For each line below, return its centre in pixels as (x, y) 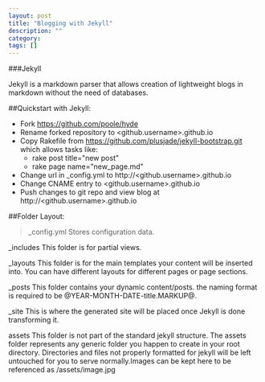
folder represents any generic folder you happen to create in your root (124, 344)
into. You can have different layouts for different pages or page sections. (128, 272)
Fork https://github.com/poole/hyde (79, 124)
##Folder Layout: (37, 216)
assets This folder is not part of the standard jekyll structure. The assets (127, 335)
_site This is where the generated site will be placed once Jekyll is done (127, 311)
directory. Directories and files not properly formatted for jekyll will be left (130, 353)
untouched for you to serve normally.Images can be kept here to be (120, 361)
